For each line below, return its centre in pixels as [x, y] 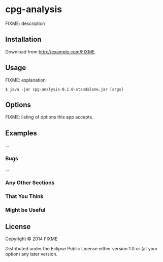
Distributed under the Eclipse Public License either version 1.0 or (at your [81, 249]
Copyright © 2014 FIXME [31, 239]
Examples [21, 133]
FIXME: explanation [25, 80]
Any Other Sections [30, 183]
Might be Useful [25, 210]
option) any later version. [31, 254]
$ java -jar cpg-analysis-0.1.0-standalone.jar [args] [64, 89]
